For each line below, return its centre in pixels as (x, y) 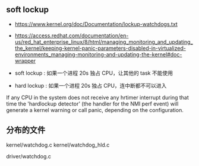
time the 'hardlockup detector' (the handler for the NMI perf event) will (92, 104)
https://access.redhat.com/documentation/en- (72, 36)
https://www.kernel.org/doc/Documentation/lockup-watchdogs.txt (96, 24)
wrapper (25, 60)
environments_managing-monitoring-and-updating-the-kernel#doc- (98, 54)
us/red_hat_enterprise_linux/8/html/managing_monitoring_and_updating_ (104, 41)
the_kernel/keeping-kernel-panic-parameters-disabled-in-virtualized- (100, 48)
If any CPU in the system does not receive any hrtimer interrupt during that (97, 97)
